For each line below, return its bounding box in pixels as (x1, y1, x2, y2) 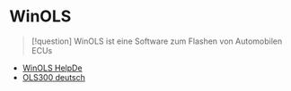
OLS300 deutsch (22, 71, 85, 82)
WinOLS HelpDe (22, 62, 83, 73)
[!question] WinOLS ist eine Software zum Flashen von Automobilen (31, 36, 283, 46)
